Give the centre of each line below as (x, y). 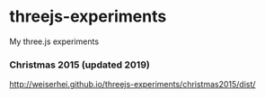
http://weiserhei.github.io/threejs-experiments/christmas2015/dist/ (132, 85)
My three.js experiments (54, 41)
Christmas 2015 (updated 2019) (79, 65)
